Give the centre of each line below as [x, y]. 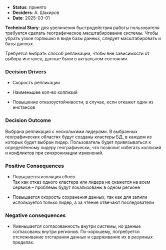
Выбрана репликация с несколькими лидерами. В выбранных [71, 131]
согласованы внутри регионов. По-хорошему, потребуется [76, 232]
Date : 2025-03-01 [31, 18]
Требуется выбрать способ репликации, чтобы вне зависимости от [77, 53]
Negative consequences [35, 215]
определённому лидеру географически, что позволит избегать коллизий [83, 147]
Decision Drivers [26, 71]
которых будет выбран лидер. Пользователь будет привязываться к [78, 142]
